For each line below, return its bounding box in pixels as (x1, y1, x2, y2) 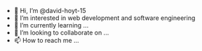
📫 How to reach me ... (13, 37, 79, 44)
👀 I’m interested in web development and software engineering (13, 14, 196, 22)
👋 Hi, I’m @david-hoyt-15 (13, 7, 86, 14)
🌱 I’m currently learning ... (13, 21, 89, 29)
